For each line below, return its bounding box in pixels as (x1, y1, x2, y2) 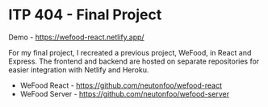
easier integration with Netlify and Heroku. (8, 64, 149, 74)
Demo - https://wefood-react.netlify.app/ (8, 32, 144, 42)
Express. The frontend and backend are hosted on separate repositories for (8, 56, 260, 66)
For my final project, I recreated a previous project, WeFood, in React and (8, 47, 252, 57)
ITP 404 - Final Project (8, 6, 162, 24)
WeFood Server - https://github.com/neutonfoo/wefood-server (19, 88, 230, 98)
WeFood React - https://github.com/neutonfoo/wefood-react (19, 80, 223, 90)
